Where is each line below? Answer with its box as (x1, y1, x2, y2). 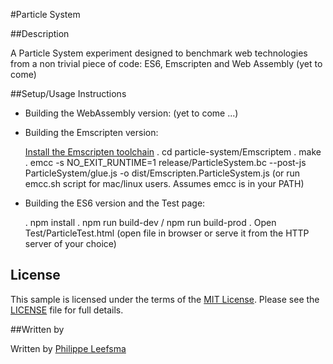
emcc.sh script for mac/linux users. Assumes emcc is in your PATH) (24, 178, 305, 189)
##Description (10, 28, 70, 39)
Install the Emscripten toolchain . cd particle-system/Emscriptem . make (24, 146, 322, 158)
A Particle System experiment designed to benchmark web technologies (10, 47, 308, 59)
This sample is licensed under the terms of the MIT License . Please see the (10, 293, 320, 305)
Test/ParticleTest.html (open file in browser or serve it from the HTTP (24, 227, 310, 239)
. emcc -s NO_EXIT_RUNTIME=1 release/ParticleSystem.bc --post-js (24, 157, 307, 168)
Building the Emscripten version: (24, 127, 159, 138)
